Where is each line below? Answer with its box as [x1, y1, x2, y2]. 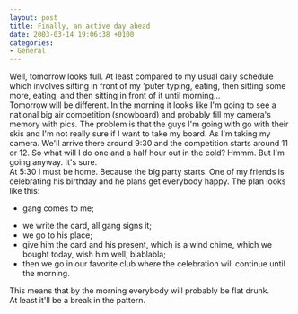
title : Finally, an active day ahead [9, 22, 151, 31]
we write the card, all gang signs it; [22, 221, 153, 231]
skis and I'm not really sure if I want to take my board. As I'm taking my [9, 128, 271, 139]
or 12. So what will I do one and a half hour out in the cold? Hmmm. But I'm [9, 147, 285, 158]
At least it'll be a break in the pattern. [9, 295, 146, 306]
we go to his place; [22, 230, 92, 240]
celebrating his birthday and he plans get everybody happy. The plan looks [9, 176, 286, 187]
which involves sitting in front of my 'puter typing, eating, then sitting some [9, 81, 286, 92]
